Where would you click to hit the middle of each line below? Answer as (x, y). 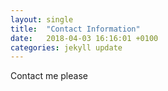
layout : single (42, 19)
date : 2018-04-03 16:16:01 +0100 (84, 38)
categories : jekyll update (66, 47)
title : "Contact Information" (75, 29)
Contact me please (49, 76)
